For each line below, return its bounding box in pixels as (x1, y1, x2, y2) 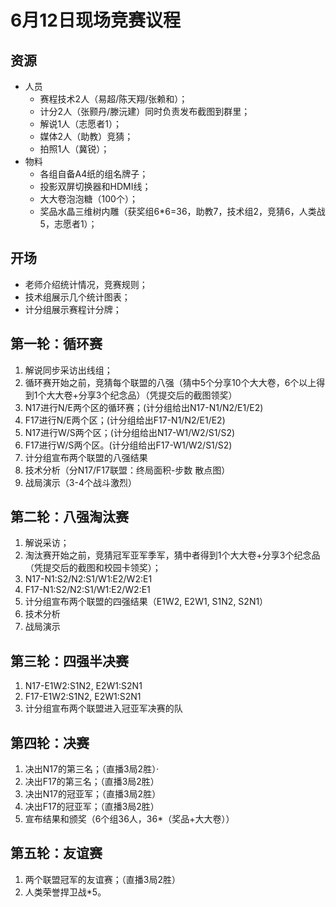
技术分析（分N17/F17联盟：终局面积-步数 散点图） (24, 464, 231, 476)
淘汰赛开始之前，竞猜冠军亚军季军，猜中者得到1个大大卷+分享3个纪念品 (24, 549, 321, 561)
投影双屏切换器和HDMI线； (39, 181, 152, 192)
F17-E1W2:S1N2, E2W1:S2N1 (24, 691, 142, 703)
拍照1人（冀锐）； (39, 143, 110, 155)
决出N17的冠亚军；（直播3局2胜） (24, 788, 162, 800)
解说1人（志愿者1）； (39, 118, 122, 130)
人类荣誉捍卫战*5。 (24, 886, 107, 898)
